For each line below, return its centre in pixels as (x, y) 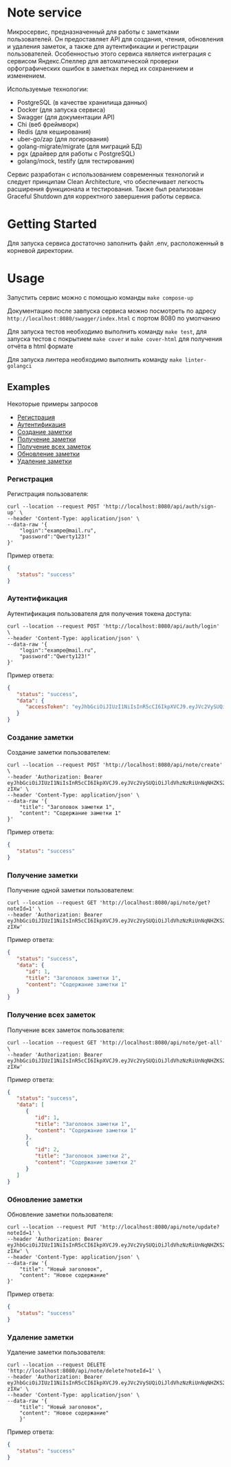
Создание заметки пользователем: (59, 752)
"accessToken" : (47, 707)
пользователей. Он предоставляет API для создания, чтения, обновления (115, 39)
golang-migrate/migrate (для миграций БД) (80, 146)
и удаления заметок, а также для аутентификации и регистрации (103, 46)
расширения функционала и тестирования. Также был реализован (105, 189)
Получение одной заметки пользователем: (70, 890)
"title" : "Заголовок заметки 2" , (82, 1156)
